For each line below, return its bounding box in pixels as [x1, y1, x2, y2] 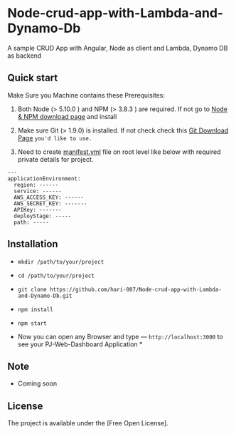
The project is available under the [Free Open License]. [7, 419, 168, 428]
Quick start [7, 72, 58, 84]
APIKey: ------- [14, 206, 62, 213]
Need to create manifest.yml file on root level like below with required [17, 148, 222, 156]
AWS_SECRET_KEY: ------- [14, 200, 87, 207]
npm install [17, 306, 53, 313]
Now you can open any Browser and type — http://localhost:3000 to [17, 332, 224, 341]
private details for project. [17, 155, 94, 163]
